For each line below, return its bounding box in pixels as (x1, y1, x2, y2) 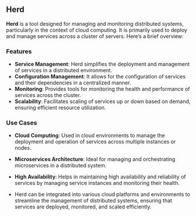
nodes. (14, 145, 32, 152)
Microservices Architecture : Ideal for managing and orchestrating (14, 156, 176, 163)
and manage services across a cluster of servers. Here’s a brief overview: (6, 32, 184, 40)
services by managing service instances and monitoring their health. (14, 180, 180, 187)
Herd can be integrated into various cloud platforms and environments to (14, 191, 190, 198)
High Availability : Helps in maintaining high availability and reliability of (14, 173, 186, 180)
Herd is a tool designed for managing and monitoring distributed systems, (6, 20, 184, 27)
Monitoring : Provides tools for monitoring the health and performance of (14, 85, 190, 92)
